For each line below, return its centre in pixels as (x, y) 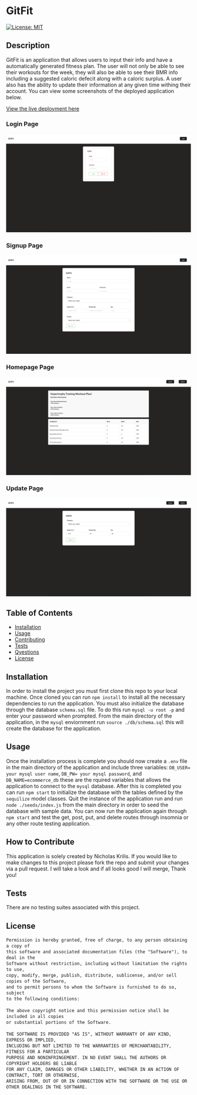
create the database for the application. (54, 729)
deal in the (21, 958)
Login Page (23, 123)
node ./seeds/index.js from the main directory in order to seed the (87, 805)
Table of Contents (40, 613)
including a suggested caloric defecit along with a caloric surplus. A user (94, 78)
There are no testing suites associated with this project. (73, 908)
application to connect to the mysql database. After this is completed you (94, 786)
